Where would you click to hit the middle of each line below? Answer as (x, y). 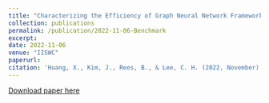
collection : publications (51, 23)
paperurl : (25, 61)
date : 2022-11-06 (37, 46)
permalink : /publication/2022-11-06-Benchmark (87, 30)
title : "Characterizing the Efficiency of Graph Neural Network (118, 16)
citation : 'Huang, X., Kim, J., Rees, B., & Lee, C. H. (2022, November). (136, 68)
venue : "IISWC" (34, 53)
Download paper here (44, 90)
